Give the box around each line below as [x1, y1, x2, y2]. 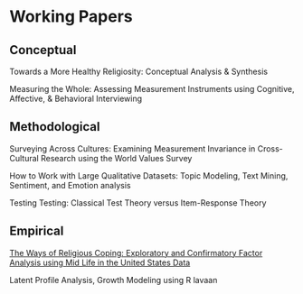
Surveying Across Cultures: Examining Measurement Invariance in [9, 142, 256, 154]
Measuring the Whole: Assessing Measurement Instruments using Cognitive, [9, 84, 295, 94]
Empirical [9, 224, 64, 239]
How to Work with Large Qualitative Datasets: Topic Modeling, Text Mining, [9, 170, 289, 181]
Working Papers [9, 6, 133, 27]
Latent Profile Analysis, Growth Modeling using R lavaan [9, 274, 218, 285]
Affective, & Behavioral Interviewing [9, 93, 143, 104]
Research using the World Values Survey [40, 152, 193, 163]
